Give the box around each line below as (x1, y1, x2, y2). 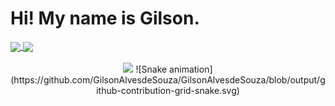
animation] (169, 63, 213, 76)
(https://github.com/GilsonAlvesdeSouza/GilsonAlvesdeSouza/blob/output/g (10, 74, 326, 86)
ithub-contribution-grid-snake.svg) (96, 85, 240, 97)
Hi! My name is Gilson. (10, 7, 200, 30)
